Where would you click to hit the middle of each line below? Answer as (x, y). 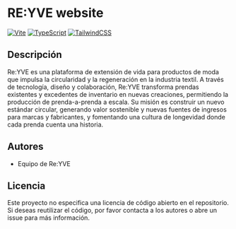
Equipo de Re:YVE (44, 163)
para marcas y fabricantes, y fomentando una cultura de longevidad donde (117, 117)
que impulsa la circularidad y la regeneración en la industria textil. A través (116, 79)
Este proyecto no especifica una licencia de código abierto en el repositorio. (118, 203)
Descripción (35, 55)
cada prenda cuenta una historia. (55, 124)
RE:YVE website (55, 13)
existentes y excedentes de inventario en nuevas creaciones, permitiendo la (118, 94)
